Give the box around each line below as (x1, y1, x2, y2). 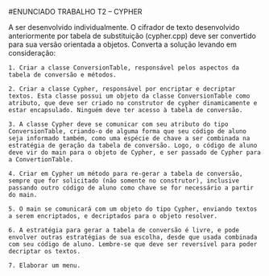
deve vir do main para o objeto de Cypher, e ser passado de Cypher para (8, 148, 262, 157)
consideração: (8, 48, 56, 57)
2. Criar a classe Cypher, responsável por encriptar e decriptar (8, 85, 236, 93)
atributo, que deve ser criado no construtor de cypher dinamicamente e (8, 99, 258, 107)
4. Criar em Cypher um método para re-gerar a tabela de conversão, (8, 169, 243, 178)
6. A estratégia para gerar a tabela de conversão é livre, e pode (8, 226, 240, 234)
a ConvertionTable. (8, 156, 74, 164)
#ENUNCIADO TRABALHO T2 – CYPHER (8, 7, 143, 16)
